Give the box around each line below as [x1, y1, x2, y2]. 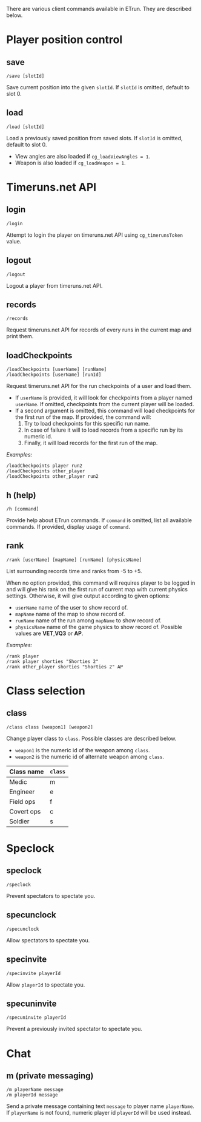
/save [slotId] [6, 73, 45, 79]
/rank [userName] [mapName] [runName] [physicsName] [6, 557, 142, 563]
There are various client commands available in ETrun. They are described [6, 5, 192, 12]
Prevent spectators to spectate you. [6, 892, 96, 899]
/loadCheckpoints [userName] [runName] [6, 367, 107, 373]
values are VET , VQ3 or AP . [15, 630, 84, 637]
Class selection [6, 684, 86, 698]
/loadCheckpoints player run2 [6, 463, 83, 469]
